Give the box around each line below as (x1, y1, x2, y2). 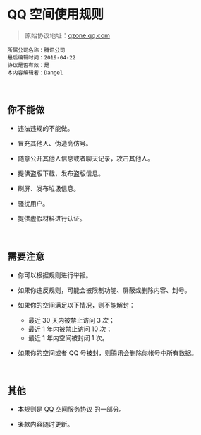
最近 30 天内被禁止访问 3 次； (28, 315, 115, 324)
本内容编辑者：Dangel (7, 69, 63, 76)
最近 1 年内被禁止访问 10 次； (28, 325, 113, 333)
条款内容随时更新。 (17, 420, 74, 429)
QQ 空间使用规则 (7, 6, 104, 23)
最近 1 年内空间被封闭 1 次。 (28, 333, 109, 342)
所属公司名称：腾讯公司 (7, 47, 66, 54)
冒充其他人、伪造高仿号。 (17, 139, 92, 147)
